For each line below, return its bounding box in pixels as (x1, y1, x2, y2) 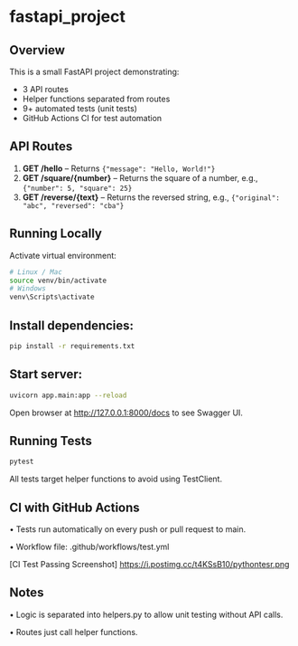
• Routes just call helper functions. (9, 626, 138, 637)
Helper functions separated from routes (22, 93, 171, 104)
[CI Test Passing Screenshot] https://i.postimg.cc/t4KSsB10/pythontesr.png (9, 559, 290, 569)
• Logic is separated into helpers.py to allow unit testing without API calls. (9, 609, 284, 620)
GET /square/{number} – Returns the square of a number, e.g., (22, 172, 259, 183)
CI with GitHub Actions (9, 499, 140, 515)
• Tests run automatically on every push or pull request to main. (9, 524, 247, 535)
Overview (9, 43, 66, 58)
